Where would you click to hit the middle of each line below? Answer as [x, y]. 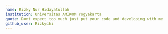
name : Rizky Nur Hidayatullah [38, 10]
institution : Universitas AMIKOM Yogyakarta [53, 14]
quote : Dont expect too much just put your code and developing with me [84, 19]
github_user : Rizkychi [29, 24]
